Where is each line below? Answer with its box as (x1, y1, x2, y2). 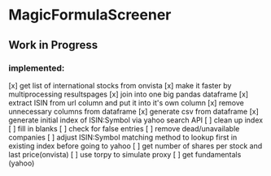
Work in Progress (8, 38, 98, 52)
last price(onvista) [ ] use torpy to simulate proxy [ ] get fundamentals (8, 149, 242, 159)
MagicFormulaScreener (8, 6, 172, 24)
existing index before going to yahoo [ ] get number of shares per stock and (8, 140, 263, 151)
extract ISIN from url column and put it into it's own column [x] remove (8, 97, 244, 107)
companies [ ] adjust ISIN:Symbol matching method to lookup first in (8, 132, 238, 142)
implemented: (8, 62, 65, 74)
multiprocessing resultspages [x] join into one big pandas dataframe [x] (8, 89, 249, 99)
